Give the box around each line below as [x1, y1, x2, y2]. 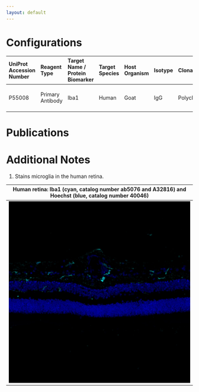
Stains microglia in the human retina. [14, 173, 104, 180]
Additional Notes [6, 153, 91, 167]
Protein [68, 70, 86, 77]
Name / [68, 63, 86, 71]
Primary [40, 91, 60, 98]
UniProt [8, 60, 28, 68]
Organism [124, 70, 149, 77]
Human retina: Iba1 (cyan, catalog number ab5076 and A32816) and [12, 186, 187, 193]
